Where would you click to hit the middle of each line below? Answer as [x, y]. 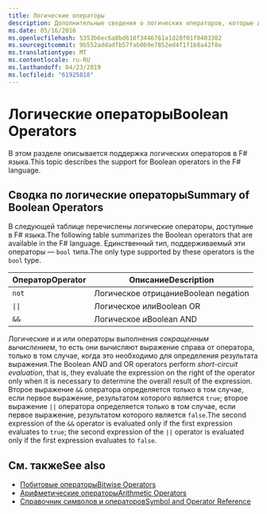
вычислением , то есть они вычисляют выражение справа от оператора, [132, 348]
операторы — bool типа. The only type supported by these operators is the [132, 252]
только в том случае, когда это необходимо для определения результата [133, 356]
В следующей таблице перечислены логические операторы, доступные [131, 227]
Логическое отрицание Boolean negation [172, 294]
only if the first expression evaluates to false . [83, 440]
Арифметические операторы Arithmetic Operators [103, 493]
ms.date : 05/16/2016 [43, 30]
